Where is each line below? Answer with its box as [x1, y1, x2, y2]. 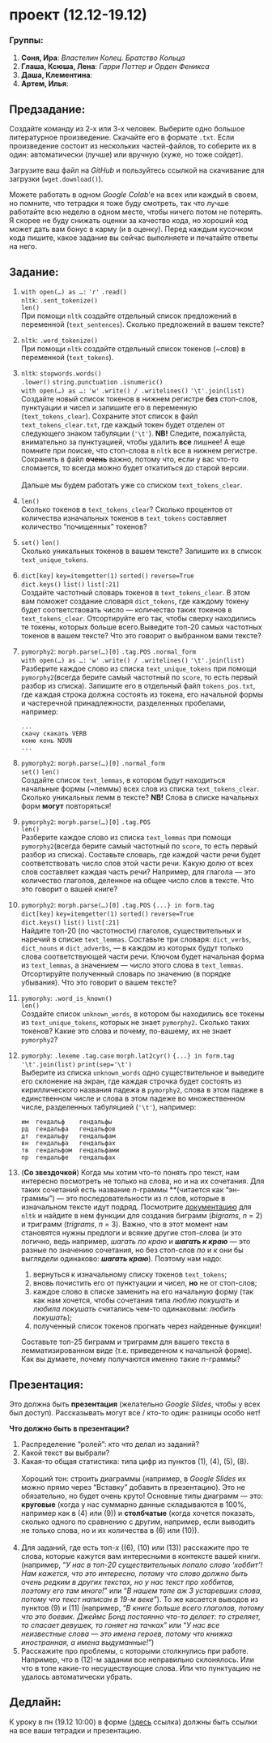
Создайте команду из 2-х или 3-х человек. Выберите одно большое [9, 124, 245, 134]
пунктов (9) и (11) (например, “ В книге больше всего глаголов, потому [20, 1603, 264, 1612]
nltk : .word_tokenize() [20, 335, 98, 346]
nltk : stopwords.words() [20, 368, 102, 378]
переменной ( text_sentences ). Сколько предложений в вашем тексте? [20, 320, 265, 329]
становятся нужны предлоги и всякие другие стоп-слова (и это [20, 1228, 242, 1238]
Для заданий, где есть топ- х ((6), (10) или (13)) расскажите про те [20, 1543, 249, 1552]
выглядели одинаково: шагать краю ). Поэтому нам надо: [20, 1254, 222, 1264]
